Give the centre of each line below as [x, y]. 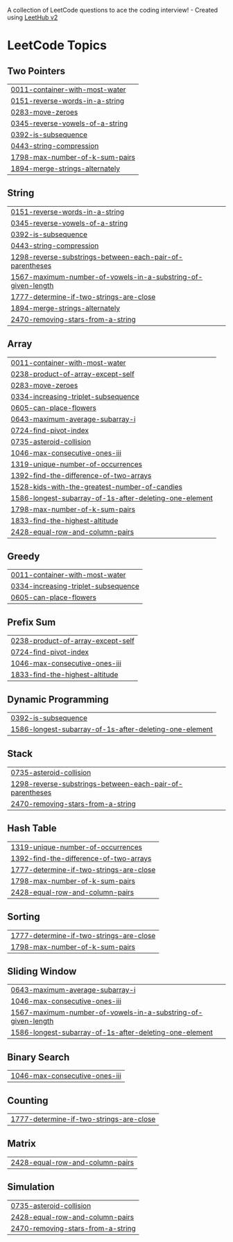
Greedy [24, 557]
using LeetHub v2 [33, 17]
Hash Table [32, 828]
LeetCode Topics [57, 45]
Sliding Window [42, 971]
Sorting [24, 917]
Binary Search [38, 1057]
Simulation [31, 1187]
